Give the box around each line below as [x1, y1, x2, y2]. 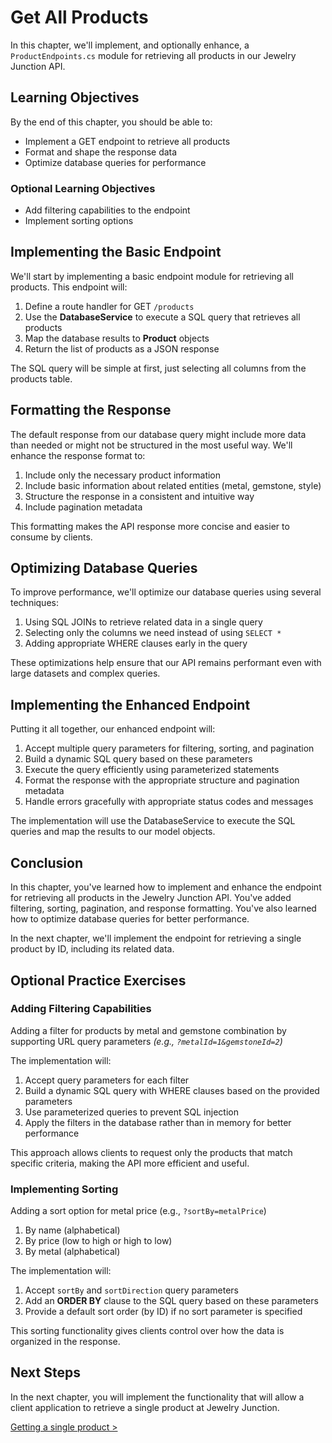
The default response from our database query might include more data [10, 428, 307, 440]
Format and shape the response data [24, 146, 178, 158]
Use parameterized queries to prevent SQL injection [24, 1106, 239, 1118]
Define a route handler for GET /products [24, 300, 195, 312]
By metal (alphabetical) [24, 1246, 121, 1258]
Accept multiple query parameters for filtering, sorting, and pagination [24, 742, 315, 755]
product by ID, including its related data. [10, 943, 175, 955]
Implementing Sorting [10, 1182, 119, 1196]
